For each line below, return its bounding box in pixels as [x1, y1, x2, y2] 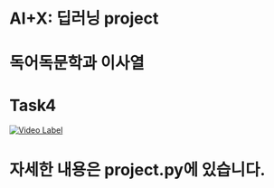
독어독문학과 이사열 [9, 53, 145, 73]
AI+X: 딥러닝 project [9, 8, 159, 29]
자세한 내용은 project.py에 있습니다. [9, 159, 266, 180]
